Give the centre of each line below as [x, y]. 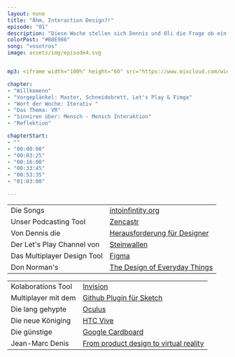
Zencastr [124, 221]
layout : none [26, 14]
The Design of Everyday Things [161, 267]
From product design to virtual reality [143, 343]
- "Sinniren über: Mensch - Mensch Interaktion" [79, 117]
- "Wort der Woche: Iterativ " [53, 104]
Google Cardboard [113, 332]
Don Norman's [35, 267]
